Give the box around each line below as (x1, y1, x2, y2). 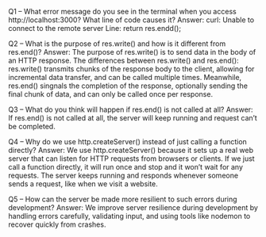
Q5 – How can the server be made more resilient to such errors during (8, 194, 237, 204)
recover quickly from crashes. (8, 220, 106, 229)
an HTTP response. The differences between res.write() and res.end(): (8, 55, 240, 65)
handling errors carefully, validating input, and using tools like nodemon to (8, 212, 251, 220)
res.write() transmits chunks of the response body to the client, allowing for (8, 64, 255, 74)
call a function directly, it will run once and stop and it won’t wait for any (8, 162, 244, 171)
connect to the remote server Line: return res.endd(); (8, 24, 181, 32)
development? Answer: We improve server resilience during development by (8, 203, 258, 212)
